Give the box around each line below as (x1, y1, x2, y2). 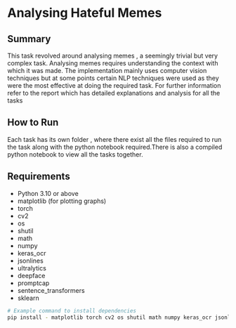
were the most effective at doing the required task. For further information (7, 81, 221, 89)
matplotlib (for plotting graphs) (17, 197, 107, 205)
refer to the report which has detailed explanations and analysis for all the (7, 89, 221, 97)
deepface (17, 271, 46, 280)
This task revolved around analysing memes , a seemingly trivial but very (7, 51, 218, 60)
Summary (7, 33, 51, 45)
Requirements (7, 171, 70, 183)
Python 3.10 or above (17, 189, 79, 197)
